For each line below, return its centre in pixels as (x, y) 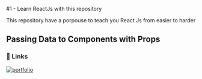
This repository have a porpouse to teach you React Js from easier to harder (101, 20)
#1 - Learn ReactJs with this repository (54, 9)
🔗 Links (17, 57)
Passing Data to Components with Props (83, 39)
